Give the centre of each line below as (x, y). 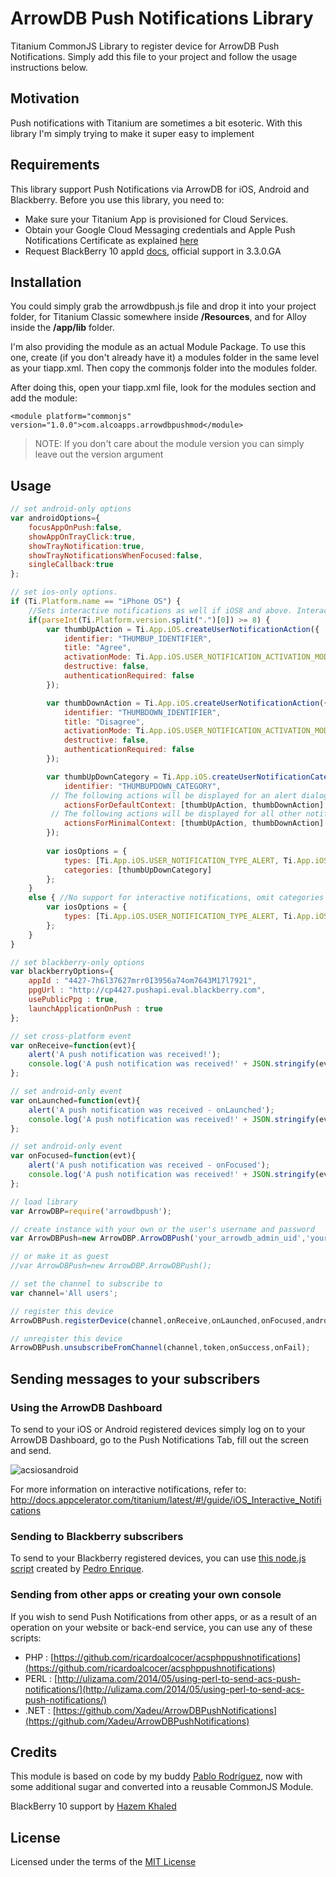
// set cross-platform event (71, 1036)
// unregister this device (66, 1338)
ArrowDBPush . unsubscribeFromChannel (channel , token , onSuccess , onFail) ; (160, 1348)
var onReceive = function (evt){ (73, 1045)
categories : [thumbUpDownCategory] (138, 870)
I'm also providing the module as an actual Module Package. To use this (158, 347)
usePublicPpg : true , (73, 1000)
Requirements (55, 165)
